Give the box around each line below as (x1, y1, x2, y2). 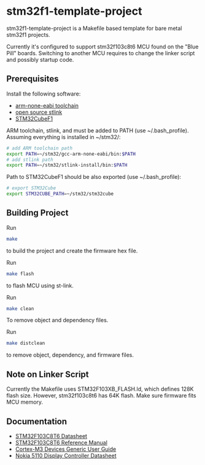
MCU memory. (6, 398, 44, 406)
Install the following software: (6, 90, 81, 97)
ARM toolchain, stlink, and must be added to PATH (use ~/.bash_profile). (6, 127, 189, 134)
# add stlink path (6, 156, 53, 163)
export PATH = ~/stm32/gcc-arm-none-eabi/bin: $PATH (6, 151, 136, 157)
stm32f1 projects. (6, 31, 50, 38)
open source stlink (15, 108, 63, 116)
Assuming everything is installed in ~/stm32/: (6, 133, 121, 140)
